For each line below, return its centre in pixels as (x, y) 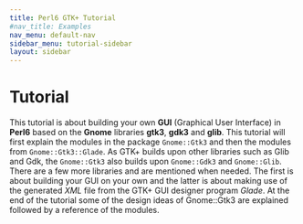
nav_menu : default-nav (52, 35)
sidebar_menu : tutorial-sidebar (71, 43)
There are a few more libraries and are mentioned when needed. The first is (151, 171)
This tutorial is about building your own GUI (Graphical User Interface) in (145, 123)
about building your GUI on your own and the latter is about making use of (148, 181)
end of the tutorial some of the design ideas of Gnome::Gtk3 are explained (149, 200)
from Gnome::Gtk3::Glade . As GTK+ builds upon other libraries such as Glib (150, 152)
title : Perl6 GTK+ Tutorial (63, 18)
